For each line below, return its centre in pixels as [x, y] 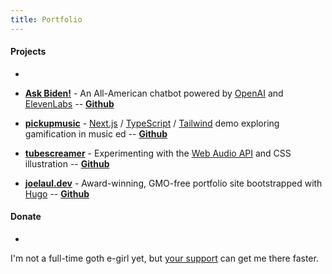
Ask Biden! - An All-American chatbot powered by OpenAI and [154, 93]
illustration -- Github [67, 163]
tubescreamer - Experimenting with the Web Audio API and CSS [158, 153]
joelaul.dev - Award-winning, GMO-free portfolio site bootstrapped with [173, 183]
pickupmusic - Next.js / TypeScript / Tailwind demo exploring [152, 123]
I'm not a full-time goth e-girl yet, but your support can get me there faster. [164, 258]
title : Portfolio [46, 19]
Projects [28, 52]
